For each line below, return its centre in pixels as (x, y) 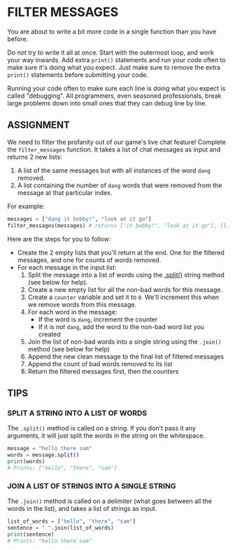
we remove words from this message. (82, 304)
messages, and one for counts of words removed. (89, 260)
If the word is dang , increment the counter (98, 319)
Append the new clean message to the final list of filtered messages (126, 356)
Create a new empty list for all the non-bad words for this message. (125, 289)
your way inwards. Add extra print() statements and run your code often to (116, 59)
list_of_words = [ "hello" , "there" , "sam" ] (72, 521)
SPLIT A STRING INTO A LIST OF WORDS (77, 413)
